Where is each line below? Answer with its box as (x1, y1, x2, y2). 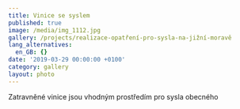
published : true (8, 19, 62, 27)
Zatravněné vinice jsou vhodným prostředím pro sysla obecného (8, 92, 219, 101)
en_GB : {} (15, 48, 48, 56)
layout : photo (8, 70, 55, 78)
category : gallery (8, 63, 69, 71)
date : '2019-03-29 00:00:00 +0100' (8, 56, 126, 64)
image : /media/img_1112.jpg (8, 26, 101, 34)
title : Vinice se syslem (8, 11, 90, 20)
